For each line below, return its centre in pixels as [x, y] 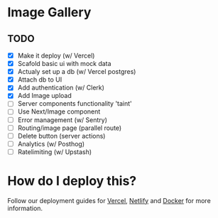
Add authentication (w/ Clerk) [61, 88]
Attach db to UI [40, 80]
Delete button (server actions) [61, 136]
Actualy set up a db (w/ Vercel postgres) [77, 72]
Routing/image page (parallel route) [70, 128]
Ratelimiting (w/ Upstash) [55, 152]
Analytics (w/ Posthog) [51, 143]
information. [25, 208]
